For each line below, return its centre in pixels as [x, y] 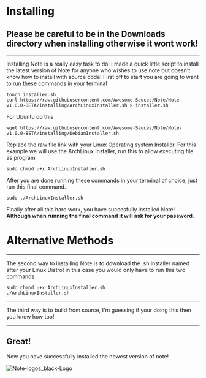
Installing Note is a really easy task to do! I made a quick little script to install [103, 64]
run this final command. [36, 187]
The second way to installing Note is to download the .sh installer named [98, 263]
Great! [19, 342]
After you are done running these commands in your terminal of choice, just [102, 180]
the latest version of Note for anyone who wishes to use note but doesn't [98, 70]
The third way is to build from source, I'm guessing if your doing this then [99, 310]
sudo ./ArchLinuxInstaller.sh [45, 198]
